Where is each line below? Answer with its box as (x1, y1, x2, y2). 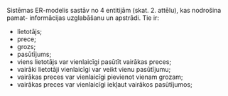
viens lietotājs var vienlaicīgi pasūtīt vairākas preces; (16, 58, 172, 66)
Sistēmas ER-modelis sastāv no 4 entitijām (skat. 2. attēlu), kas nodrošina (6, 6, 222, 14)
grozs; (16, 43, 36, 50)
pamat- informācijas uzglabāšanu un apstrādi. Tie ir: (6, 14, 159, 22)
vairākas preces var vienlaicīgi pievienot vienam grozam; (16, 73, 183, 81)
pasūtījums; (16, 50, 52, 58)
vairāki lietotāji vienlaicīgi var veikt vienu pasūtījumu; (16, 65, 171, 73)
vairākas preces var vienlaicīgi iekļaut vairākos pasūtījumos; (16, 80, 192, 88)
